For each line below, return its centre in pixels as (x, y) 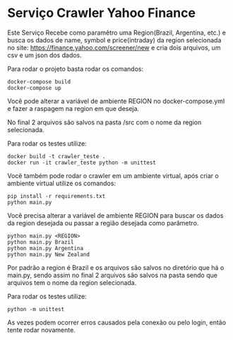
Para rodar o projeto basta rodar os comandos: (75, 69)
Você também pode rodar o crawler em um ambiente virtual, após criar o (113, 175)
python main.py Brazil (41, 242)
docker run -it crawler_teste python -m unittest (82, 163)
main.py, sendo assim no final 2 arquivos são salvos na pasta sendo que (112, 275)
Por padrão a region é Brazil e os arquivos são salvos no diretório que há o (116, 267)
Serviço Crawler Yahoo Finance (102, 13)
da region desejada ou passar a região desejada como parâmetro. (103, 223)
